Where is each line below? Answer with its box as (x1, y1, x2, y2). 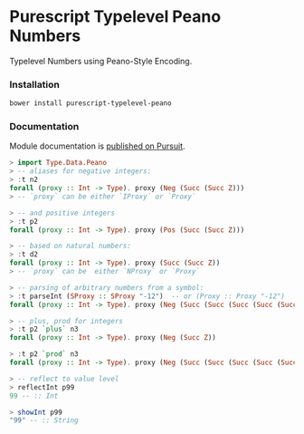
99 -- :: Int (9, 391, 59, 400)
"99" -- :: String (9, 416, 79, 425)
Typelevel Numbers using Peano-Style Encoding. (9, 55, 193, 66)
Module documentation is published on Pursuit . (9, 140, 185, 151)
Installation (9, 78, 61, 91)
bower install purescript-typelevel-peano (9, 99, 172, 108)
